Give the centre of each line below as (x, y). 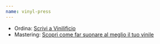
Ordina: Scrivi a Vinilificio (45, 28)
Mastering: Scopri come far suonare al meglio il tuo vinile (84, 34)
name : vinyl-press (28, 11)
